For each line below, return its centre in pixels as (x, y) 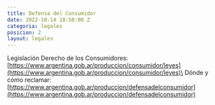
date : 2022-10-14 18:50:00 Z (49, 20)
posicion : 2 (24, 32)
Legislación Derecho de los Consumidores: (68, 58)
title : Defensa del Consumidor (52, 13)
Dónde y (197, 73)
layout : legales (30, 39)
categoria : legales (35, 26)
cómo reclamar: (29, 80)
